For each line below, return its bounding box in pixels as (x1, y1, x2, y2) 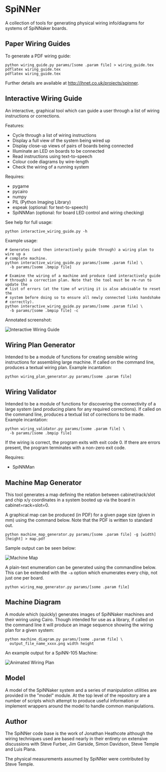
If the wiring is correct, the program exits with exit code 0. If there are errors (5, 439, 161, 446)
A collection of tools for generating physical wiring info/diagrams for (5, 20, 145, 26)
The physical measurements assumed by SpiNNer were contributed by (5, 756, 150, 762)
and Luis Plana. (5, 746, 36, 752)
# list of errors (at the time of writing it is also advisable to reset (5, 286, 161, 291)
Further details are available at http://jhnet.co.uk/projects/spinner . (5, 80, 139, 86)
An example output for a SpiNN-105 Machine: (5, 650, 98, 656)
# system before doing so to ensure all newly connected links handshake (5, 295, 161, 300)
